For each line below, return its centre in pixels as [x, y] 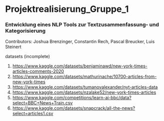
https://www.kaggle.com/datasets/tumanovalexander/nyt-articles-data [85, 87]
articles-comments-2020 [38, 71]
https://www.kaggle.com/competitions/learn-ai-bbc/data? [72, 98]
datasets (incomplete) [28, 57]
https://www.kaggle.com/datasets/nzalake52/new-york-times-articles [84, 92]
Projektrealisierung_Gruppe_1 [67, 9]
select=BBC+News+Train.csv [43, 103]
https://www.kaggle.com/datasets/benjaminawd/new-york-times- [80, 66]
